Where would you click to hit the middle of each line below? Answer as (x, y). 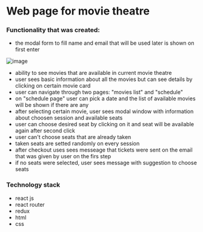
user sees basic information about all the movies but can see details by (104, 79)
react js (25, 198)
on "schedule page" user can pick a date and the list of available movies (105, 98)
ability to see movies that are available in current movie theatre (93, 73)
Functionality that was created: (53, 30)
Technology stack (33, 185)
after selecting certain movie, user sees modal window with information (104, 111)
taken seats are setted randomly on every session (77, 144)
